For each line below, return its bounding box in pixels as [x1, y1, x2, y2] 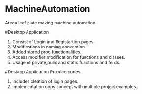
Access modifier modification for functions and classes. [12, 54, 125, 60]
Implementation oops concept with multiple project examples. [12, 83, 138, 89]
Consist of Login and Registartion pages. [12, 38, 95, 45]
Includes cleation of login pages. [12, 78, 79, 84]
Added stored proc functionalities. [12, 49, 82, 55]
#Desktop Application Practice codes [5, 69, 81, 74]
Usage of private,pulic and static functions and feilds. [12, 59, 121, 65]
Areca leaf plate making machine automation [5, 20, 96, 25]
